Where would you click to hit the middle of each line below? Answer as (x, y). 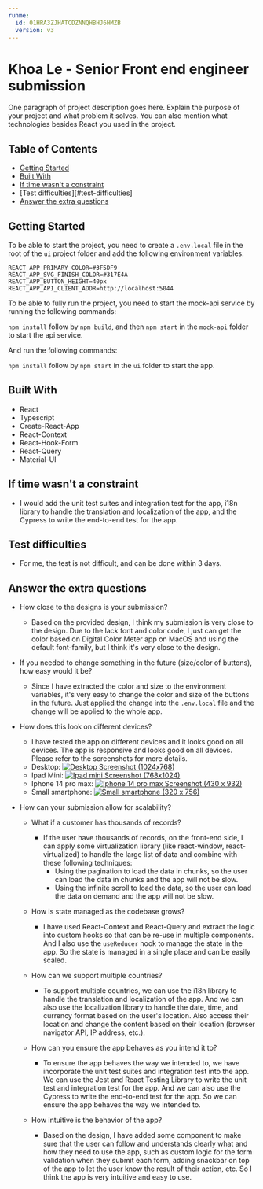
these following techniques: (88, 863)
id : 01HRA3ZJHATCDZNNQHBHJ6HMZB (68, 23)
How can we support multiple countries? (97, 976)
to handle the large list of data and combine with (159, 855)
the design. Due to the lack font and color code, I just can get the (136, 631)
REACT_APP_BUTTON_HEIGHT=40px (58, 281)
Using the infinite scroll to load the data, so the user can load (153, 888)
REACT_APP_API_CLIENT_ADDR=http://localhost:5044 (91, 288)
